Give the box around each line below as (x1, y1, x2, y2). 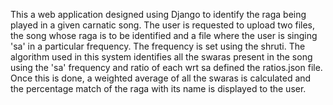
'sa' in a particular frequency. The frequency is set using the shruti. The (10, 40, 306, 52)
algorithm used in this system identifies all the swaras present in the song (10, 51, 313, 63)
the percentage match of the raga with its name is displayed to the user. (10, 83, 307, 94)
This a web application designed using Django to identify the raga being (10, 9, 307, 20)
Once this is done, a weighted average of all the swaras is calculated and (10, 72, 312, 84)
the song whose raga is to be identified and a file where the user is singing (10, 30, 318, 41)
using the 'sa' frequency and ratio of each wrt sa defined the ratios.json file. (10, 62, 323, 73)
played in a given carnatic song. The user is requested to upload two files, (10, 19, 316, 31)
